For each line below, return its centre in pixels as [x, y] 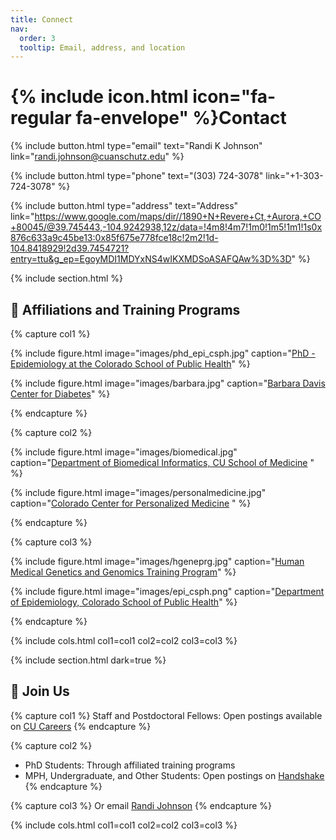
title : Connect [42, 19]
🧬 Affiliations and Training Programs [125, 309]
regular [41, 118]
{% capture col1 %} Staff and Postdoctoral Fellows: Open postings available [166, 715]
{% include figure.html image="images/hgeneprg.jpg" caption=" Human [157, 561]
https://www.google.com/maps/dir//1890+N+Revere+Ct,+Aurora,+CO [178, 217]
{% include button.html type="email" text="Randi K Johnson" [136, 146]
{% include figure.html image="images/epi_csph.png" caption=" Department [167, 591]
